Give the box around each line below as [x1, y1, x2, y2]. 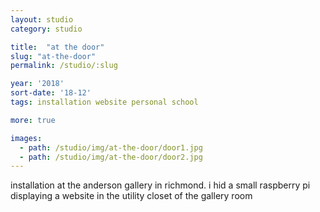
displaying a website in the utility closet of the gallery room [10, 190, 253, 202]
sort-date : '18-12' [10, 88, 92, 98]
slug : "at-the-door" [10, 51, 97, 61]
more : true [10, 115, 56, 125]
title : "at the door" [10, 42, 105, 52]
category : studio [10, 24, 83, 34]
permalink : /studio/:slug [10, 61, 118, 71]
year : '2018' [10, 79, 65, 89]
